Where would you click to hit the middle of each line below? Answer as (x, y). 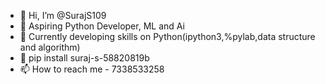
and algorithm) (50, 47)
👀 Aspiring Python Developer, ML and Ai (102, 26)
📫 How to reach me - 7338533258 (92, 69)
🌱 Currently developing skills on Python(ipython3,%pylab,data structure (167, 36)
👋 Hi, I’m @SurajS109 (63, 15)
